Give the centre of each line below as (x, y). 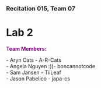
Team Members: (26, 48)
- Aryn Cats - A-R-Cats (34, 60)
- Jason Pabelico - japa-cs (38, 78)
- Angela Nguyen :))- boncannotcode (50, 66)
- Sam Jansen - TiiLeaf (34, 72)
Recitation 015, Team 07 (41, 8)
